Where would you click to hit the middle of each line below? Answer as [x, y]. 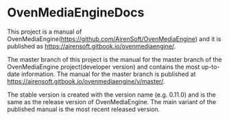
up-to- [210, 67]
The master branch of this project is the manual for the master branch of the [115, 59]
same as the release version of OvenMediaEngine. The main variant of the [112, 101]
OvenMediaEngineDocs [76, 13]
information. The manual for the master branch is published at [108, 74]
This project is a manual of [45, 32]
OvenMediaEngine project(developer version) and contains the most [104, 67]
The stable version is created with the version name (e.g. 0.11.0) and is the [111, 95]
